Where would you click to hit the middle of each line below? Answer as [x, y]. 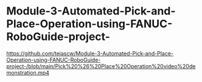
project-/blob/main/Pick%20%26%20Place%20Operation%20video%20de [101, 66]
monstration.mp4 [28, 72]
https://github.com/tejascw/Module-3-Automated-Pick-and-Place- [90, 53]
